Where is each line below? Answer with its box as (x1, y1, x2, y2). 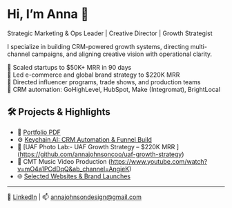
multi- (190, 42, 207, 50)
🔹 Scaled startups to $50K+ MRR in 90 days (7, 63, 132, 71)
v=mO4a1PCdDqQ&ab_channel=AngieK (17, 164, 130, 173)
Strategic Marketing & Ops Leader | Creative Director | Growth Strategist (7, 29, 213, 37)
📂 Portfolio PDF (17, 128, 61, 136)
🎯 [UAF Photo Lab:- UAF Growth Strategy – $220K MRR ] (17, 142, 180, 151)
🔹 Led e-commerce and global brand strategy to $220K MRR (7, 70, 180, 79)
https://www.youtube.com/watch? (110, 157, 208, 165)
